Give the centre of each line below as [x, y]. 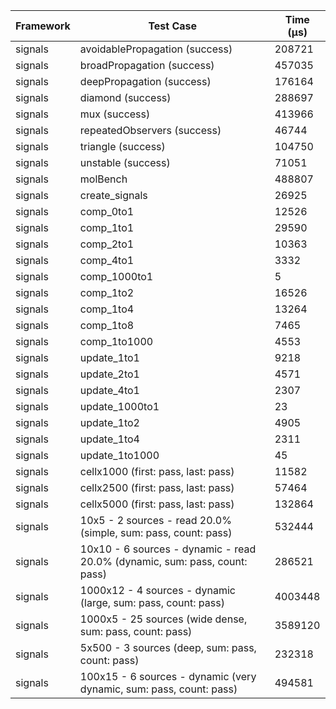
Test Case [173, 26]
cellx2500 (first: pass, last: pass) [157, 487]
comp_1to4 [107, 309]
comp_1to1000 [116, 341]
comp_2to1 [107, 244]
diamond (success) [125, 97]
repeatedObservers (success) [150, 130]
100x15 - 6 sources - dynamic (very [168, 676]
